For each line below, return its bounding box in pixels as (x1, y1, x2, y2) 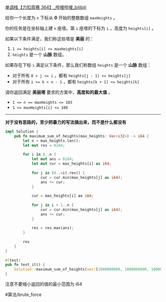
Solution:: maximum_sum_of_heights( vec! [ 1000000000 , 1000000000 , (14, 267, 149, 272)
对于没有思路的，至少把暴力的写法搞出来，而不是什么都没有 (5, 119, 126, 125)
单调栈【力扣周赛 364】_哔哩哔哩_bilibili (5, 4, 86, 10)
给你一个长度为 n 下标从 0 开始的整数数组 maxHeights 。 (5, 15, 118, 21)
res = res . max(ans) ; (31, 225, 74, 231)
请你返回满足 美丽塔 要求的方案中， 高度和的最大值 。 (5, 89, 113, 95)
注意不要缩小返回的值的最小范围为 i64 (5, 281, 83, 287)
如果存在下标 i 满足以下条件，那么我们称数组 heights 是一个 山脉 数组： (5, 62, 152, 68)
